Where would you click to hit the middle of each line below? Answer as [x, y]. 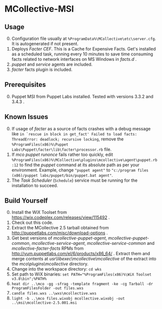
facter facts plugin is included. [42, 69]
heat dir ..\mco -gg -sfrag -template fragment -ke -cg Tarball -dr [82, 284]
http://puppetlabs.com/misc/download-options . [59, 233]
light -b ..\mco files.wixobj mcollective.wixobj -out [68, 299]
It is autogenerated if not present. [45, 44]
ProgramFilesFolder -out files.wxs [48, 288]
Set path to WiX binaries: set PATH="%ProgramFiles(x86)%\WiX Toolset [81, 274]
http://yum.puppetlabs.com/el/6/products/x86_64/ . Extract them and [81, 254]
